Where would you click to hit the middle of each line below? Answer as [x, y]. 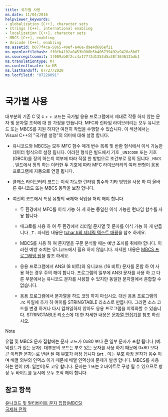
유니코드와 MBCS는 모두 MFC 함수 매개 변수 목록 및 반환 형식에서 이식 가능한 [87, 146]
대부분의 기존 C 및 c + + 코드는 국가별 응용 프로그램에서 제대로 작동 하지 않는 [80, 116]
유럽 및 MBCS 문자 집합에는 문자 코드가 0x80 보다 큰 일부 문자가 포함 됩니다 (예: [83, 341]
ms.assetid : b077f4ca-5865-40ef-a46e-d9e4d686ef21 [59, 47]
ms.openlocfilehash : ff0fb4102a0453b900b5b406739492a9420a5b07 [72, 52]
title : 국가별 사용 [23, 10]
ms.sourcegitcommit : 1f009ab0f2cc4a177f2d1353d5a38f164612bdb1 [72, 56]
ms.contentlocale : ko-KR [31, 66]
